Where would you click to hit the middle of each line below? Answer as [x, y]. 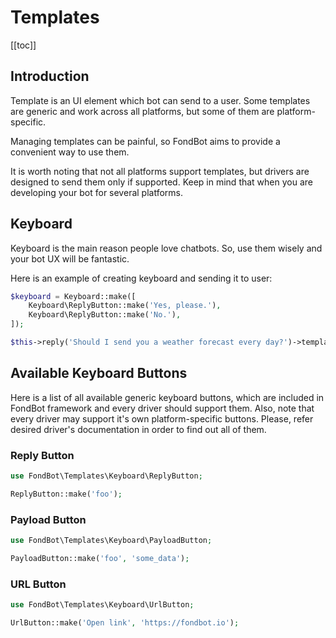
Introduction [50, 76]
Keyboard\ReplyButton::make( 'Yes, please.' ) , [125, 306]
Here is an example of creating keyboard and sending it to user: [141, 278]
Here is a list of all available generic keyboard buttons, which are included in [167, 397]
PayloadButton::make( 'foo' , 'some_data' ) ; [100, 558]
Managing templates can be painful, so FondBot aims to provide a [145, 141]
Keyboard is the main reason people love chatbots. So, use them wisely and [166, 248]
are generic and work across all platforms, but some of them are [142, 111]
